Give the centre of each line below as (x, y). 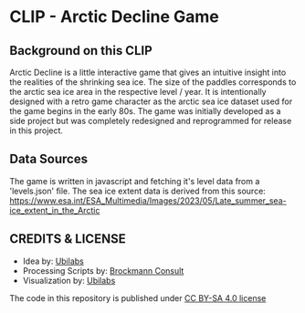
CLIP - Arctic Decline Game (114, 17)
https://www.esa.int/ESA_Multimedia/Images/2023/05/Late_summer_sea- (148, 200)
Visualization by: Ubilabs (69, 280)
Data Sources (49, 159)
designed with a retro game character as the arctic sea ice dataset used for (151, 101)
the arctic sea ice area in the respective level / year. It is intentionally (138, 92)
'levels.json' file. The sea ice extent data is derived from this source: (138, 191)
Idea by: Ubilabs (53, 261)
